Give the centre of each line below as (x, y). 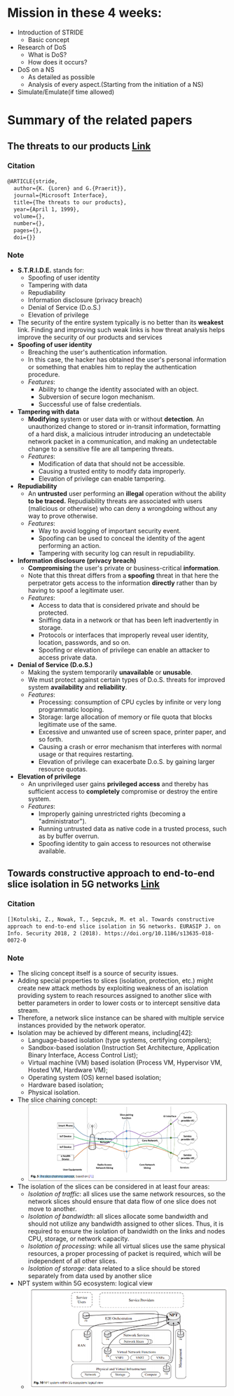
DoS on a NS (36, 69)
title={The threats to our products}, (70, 202)
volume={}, (29, 216)
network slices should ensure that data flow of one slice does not (122, 1202)
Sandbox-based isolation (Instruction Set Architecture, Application (123, 1048)
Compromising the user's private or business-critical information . (124, 568)
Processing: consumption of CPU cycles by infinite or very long (130, 702)
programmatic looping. (71, 710)
